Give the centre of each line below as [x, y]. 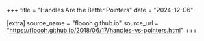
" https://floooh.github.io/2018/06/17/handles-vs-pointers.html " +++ [102, 30]
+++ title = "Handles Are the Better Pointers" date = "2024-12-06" [100, 10]
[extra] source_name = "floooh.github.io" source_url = [82, 23]
